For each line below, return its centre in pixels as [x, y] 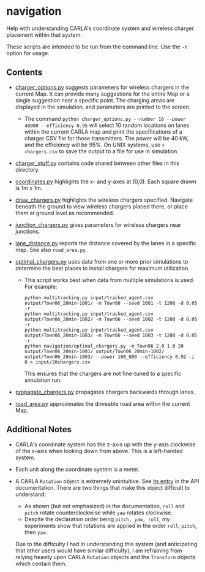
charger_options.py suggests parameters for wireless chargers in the [102, 87]
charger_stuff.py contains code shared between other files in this [97, 163]
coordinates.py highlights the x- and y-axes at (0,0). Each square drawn [106, 181]
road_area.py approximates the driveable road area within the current [102, 403]
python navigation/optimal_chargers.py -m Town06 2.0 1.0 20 [104, 346]
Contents [24, 73]
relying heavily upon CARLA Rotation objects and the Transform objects [105, 557]
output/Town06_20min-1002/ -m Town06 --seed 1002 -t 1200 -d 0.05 [111, 319]
